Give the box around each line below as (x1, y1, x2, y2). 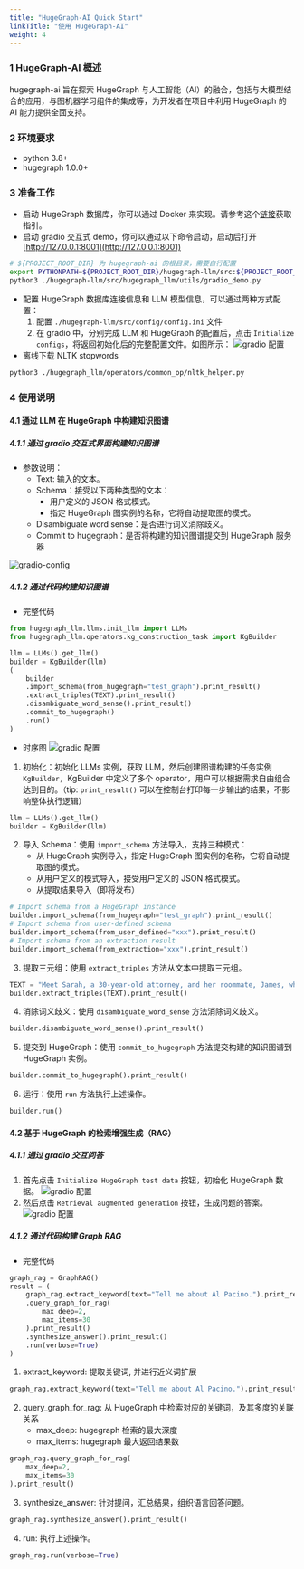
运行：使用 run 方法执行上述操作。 (22, 1088, 151, 1100)
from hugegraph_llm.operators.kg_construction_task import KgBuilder (9, 633, 278, 642)
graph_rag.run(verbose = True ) (9, 1550, 119, 1560)
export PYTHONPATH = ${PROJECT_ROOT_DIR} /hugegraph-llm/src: (9, 268, 237, 277)
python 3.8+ (22, 152, 69, 163)
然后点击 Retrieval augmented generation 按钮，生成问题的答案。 (22, 1197, 269, 1208)
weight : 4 (9, 30, 47, 39)
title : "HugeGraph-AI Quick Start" (9, 13, 144, 23)
